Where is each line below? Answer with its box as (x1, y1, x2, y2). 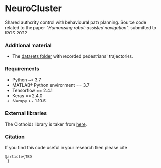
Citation (5, 134, 25, 140)
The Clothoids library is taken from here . (5, 121, 87, 127)
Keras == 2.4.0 (12, 92, 43, 99)
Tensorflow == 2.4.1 (12, 87, 53, 93)
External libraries (5, 110, 47, 117)
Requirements (5, 66, 40, 72)
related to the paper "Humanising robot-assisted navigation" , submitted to (5, 24, 157, 30)
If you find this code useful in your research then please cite (5, 145, 127, 151)
